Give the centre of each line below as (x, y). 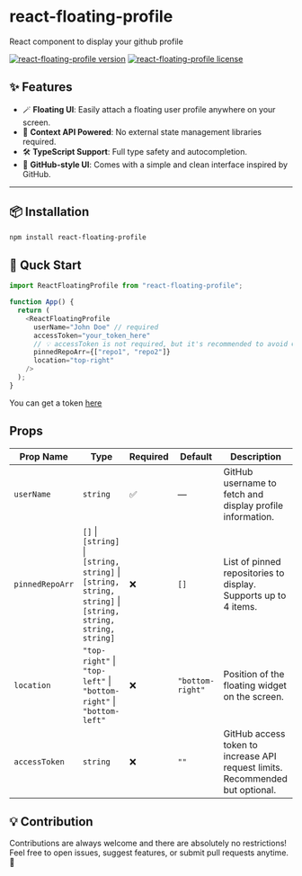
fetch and (243, 494)
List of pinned (252, 561)
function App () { (42, 302)
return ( (34, 310)
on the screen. (254, 696)
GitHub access (254, 733)
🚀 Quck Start (46, 265)
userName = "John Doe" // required (96, 327)
